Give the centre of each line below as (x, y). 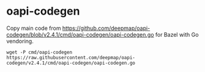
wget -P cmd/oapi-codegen (39, 52)
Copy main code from (34, 28)
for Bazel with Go (177, 34)
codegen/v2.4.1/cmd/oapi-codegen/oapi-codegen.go (71, 63)
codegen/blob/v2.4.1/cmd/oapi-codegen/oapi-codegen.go (80, 34)
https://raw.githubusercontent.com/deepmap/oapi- (71, 57)
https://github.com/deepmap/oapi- (106, 28)
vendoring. (20, 41)
